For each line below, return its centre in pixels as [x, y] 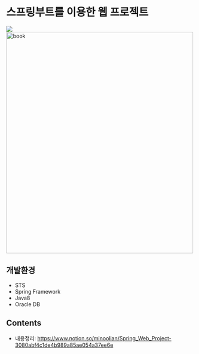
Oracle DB [27, 304]
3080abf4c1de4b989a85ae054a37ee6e [64, 345]
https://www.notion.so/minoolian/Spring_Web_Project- [104, 338]
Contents [24, 323]
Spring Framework [38, 291]
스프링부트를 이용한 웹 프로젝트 [77, 12]
